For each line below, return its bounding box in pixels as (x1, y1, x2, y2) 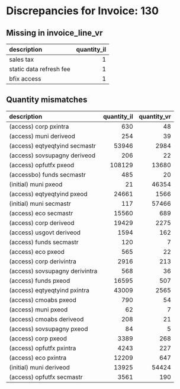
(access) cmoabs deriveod (9, 315, 84, 323)
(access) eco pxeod (9, 247, 65, 256)
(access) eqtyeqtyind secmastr (9, 141, 97, 149)
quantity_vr (139, 112, 172, 120)
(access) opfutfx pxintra (9, 344, 76, 352)
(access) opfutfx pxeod (9, 161, 75, 169)
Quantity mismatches (6, 95, 88, 105)
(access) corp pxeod (9, 334, 67, 342)
